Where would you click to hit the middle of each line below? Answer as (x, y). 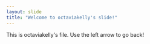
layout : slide (24, 12)
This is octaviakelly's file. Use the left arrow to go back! (75, 34)
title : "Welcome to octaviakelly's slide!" (62, 17)
